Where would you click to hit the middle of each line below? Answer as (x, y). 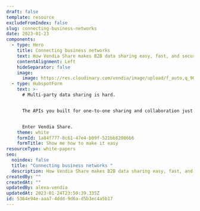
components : (21, 39)
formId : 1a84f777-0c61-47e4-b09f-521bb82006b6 (76, 138)
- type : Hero (28, 45)
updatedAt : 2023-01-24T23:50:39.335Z (53, 193)
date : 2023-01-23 (28, 34)
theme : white (33, 132)
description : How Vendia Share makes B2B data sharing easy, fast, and (102, 171)
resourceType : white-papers (41, 149)
